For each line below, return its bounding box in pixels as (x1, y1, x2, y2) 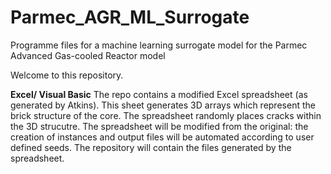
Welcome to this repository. (10, 69, 124, 81)
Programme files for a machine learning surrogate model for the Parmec (10, 39, 308, 51)
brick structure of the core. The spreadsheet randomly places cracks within (10, 109, 322, 121)
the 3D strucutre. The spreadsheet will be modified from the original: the (10, 120, 309, 132)
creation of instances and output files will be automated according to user (10, 131, 315, 143)
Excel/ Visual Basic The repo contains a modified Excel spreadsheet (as (10, 88, 308, 100)
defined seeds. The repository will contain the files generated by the (10, 141, 292, 153)
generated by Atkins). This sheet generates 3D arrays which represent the (10, 99, 316, 111)
